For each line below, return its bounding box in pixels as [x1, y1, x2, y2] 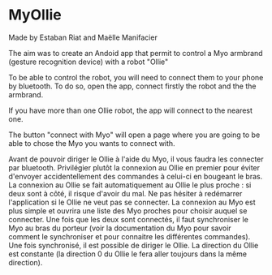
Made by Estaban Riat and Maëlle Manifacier [8, 32, 158, 42]
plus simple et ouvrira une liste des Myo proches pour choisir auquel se [8, 205, 248, 216]
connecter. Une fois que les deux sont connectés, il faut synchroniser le [8, 214, 249, 224]
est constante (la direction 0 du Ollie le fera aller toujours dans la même [8, 249, 248, 259]
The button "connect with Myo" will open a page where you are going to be [8, 130, 261, 140]
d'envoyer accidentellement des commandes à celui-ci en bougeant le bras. [8, 171, 263, 181]
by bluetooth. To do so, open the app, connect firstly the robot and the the [8, 81, 257, 91]
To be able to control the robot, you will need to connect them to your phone [8, 72, 264, 82]
